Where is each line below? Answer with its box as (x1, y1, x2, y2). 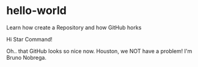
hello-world (6, 4, 67, 18)
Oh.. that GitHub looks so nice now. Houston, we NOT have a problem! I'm (6, 47, 193, 55)
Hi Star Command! (6, 35, 53, 43)
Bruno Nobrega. (6, 54, 47, 61)
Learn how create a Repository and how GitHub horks (6, 24, 142, 31)
